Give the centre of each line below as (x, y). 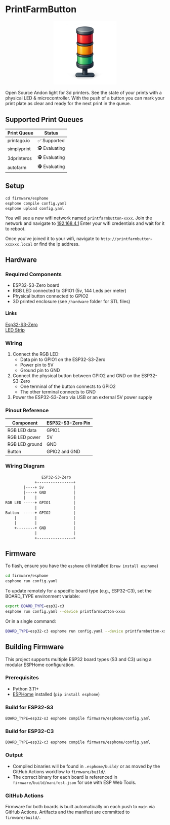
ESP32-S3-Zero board (36, 285)
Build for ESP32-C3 (30, 731)
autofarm (17, 167)
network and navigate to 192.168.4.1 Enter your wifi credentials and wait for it (85, 223)
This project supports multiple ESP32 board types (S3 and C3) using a (78, 659)
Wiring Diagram (25, 466)
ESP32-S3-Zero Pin (68, 423)
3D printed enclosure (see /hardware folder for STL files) (71, 302)
